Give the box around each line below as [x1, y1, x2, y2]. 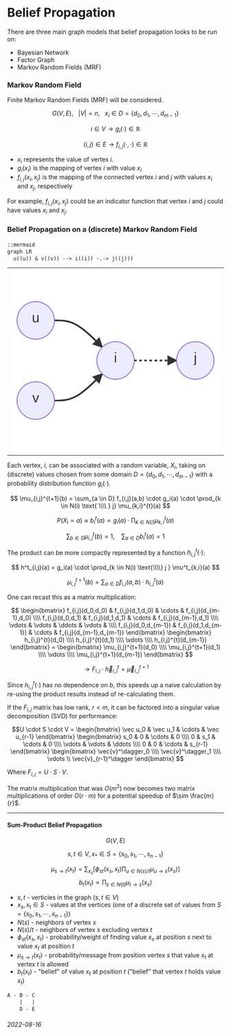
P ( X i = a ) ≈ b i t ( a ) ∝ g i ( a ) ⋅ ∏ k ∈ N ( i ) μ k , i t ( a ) [56, 515, 175, 526]
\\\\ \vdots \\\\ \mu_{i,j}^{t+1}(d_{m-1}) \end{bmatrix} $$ [38, 650, 193, 658]
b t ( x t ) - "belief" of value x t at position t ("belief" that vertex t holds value [16, 967, 221, 977]
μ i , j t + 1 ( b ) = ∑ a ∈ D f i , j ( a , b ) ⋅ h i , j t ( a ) [67, 577, 164, 587]
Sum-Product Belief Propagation [7, 821, 102, 829]
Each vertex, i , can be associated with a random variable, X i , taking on [7, 461, 206, 472]
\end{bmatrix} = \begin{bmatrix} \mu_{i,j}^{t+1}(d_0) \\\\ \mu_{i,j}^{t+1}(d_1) [10, 642, 221, 651]
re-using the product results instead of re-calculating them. [7, 689, 175, 698]
